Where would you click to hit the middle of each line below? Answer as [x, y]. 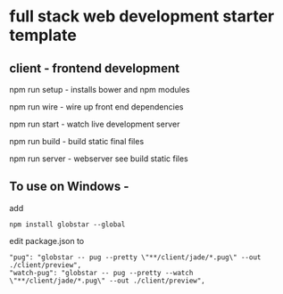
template [43, 35]
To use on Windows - [69, 187]
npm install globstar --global [67, 225]
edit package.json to [47, 241]
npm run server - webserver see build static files [99, 159]
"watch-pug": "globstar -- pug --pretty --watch [101, 273]
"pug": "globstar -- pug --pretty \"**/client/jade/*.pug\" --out [135, 257]
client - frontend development [95, 68]
